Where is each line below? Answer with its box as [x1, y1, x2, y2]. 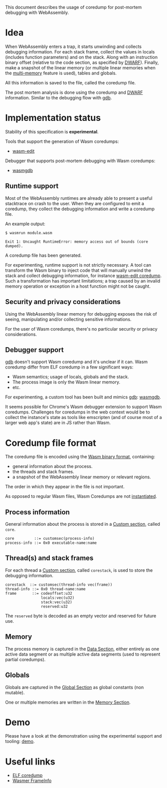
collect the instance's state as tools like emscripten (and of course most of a [5, 414, 162, 420]
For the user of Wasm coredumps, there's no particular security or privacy [5, 326, 158, 332]
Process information [5, 508, 70, 516]
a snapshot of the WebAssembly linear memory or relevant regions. [12, 474, 151, 480]
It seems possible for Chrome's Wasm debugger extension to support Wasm [5, 404, 162, 410]
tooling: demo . [5, 739, 35, 745]
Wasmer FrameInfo [12, 778, 52, 784]
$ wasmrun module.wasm [5, 230, 52, 235]
